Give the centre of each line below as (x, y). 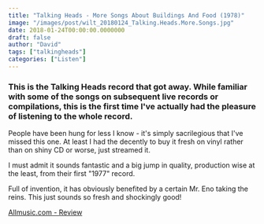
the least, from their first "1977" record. (72, 174)
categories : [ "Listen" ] (47, 60)
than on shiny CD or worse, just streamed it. (80, 150)
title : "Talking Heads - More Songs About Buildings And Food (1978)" (126, 15)
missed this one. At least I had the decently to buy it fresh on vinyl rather (126, 141)
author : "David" (35, 45)
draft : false (30, 37)
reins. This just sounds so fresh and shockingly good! (95, 197)
